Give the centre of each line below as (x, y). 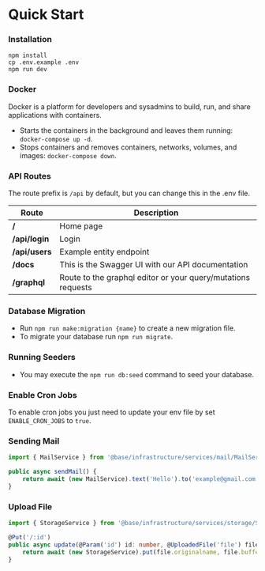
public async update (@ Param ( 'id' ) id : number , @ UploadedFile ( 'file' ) (125, 545)
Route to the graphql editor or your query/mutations (155, 278)
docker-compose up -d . (56, 138)
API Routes (30, 176)
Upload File (30, 506)
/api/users (32, 252)
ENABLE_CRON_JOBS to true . (50, 420)
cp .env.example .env (44, 62)
